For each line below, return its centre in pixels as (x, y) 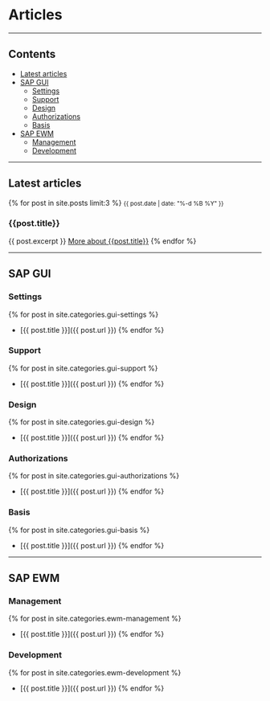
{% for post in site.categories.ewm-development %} (95, 672)
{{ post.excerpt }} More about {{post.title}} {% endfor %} (102, 241)
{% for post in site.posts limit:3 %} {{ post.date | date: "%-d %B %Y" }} (116, 203)
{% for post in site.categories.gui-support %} (83, 368)
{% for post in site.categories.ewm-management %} (95, 619)
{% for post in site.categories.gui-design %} (82, 422)
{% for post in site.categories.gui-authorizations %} (94, 476)
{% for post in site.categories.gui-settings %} (84, 314)
